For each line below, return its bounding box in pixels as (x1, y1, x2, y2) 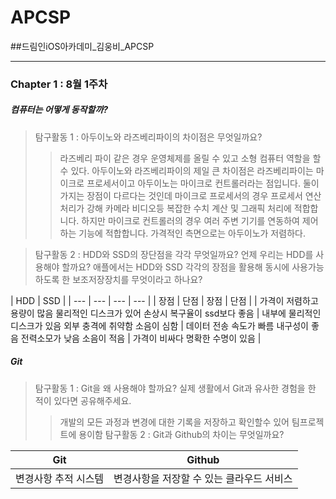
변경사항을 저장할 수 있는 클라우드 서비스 (113, 471, 293, 485)
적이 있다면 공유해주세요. (34, 394, 132, 406)
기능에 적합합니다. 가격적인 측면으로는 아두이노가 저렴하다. (78, 227, 306, 239)
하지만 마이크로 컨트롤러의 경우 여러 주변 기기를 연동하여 (81, 214, 300, 226)
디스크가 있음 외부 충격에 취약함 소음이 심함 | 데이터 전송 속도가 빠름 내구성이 (10, 319, 309, 331)
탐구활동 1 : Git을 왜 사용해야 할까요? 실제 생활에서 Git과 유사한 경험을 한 (34, 382, 317, 394)
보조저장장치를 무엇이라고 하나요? (72, 273, 203, 285)
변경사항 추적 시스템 (15, 471, 105, 485)
